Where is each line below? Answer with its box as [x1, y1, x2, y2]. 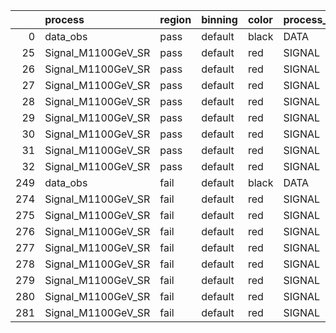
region [159, 13, 192, 26]
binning [201, 13, 238, 26]
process [44, 13, 85, 26]
